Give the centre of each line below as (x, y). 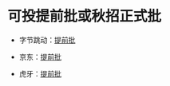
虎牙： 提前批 (40, 73)
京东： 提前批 (40, 57)
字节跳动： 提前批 (47, 40)
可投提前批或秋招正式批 (85, 16)
